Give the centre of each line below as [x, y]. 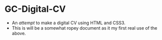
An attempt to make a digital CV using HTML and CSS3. [69, 23]
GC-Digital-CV [35, 9]
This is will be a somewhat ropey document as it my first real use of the [84, 28]
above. [19, 33]
